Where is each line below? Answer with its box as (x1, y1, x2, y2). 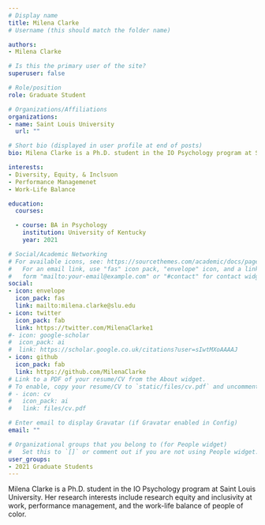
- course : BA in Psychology (15, 221, 108, 229)
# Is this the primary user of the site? (8, 62, 147, 70)
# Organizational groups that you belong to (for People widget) (8, 440, 227, 448)
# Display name (8, 11, 58, 20)
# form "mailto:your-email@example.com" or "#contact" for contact (8, 272, 242, 281)
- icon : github (8, 353, 58, 361)
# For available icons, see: (8, 258, 104, 266)
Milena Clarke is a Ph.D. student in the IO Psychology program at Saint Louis (8, 484, 256, 494)
